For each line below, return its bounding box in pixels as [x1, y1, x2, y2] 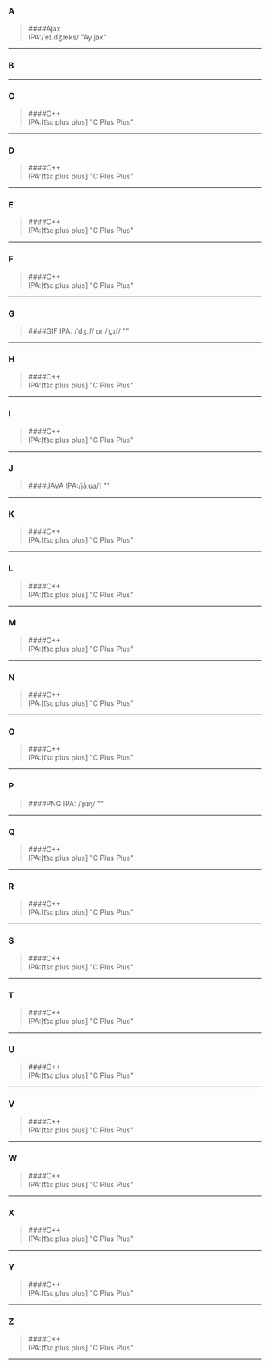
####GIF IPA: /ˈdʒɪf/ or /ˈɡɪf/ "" [27, 326, 129, 336]
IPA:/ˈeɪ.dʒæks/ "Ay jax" [27, 32, 107, 42]
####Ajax [27, 24, 61, 34]
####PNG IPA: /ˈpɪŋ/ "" [27, 798, 104, 809]
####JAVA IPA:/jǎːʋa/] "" [27, 481, 111, 490]
